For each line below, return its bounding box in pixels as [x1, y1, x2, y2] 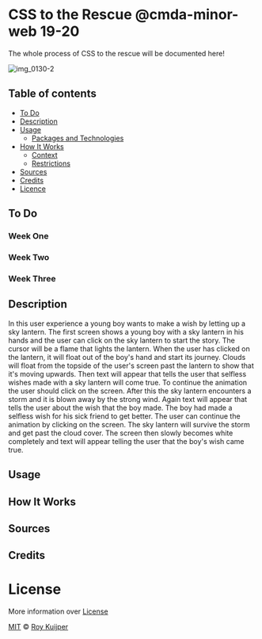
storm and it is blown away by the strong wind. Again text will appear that [8, 394, 248, 404]
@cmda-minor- [135, 6, 239, 24]
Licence [19, 184, 46, 193]
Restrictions [31, 159, 71, 168]
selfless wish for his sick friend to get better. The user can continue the [8, 411, 241, 421]
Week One [8, 231, 49, 242]
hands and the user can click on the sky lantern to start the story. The [8, 335, 235, 345]
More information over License [8, 606, 108, 616]
